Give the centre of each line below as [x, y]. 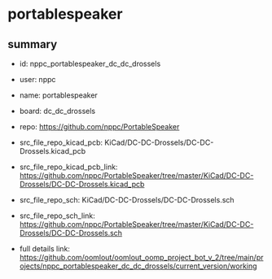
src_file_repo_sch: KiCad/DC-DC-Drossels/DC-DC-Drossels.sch [127, 200]
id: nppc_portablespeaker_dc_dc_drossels [90, 63]
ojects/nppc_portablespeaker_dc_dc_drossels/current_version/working [138, 266]
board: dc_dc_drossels [57, 111]
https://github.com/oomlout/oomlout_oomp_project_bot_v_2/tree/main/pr [141, 257]
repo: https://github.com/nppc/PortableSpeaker [99, 126]
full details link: [45, 248]
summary [33, 44]
